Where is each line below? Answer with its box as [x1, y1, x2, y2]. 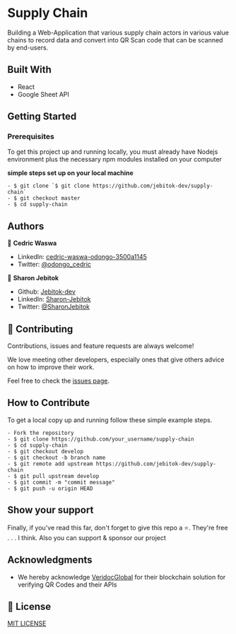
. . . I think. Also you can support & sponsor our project [7, 533, 166, 542]
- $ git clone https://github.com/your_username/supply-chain [7, 436, 194, 443]
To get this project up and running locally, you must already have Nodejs [7, 148, 218, 156]
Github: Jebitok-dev [17, 287, 76, 296]
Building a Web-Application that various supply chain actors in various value [7, 28, 230, 37]
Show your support [7, 504, 94, 516]
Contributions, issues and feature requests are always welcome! [7, 342, 194, 350]
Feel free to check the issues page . [7, 376, 110, 385]
